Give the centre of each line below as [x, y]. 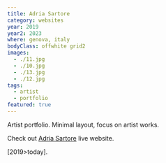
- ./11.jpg [29, 59]
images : [18, 53]
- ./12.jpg [29, 79]
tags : [15, 85]
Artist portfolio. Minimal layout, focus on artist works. [83, 125]
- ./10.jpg [29, 66]
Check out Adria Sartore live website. [61, 138]
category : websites [36, 20]
